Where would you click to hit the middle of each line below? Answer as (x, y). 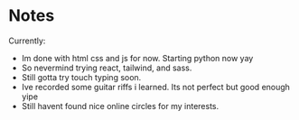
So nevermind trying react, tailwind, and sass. (107, 68)
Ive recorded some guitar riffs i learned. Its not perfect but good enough (156, 87)
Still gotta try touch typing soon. (81, 77)
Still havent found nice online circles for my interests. (120, 106)
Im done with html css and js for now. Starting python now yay (137, 58)
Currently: (27, 41)
